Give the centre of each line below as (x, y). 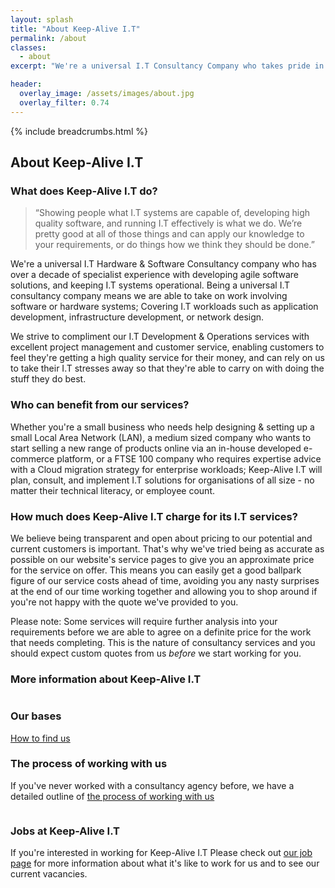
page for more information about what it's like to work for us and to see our (165, 863)
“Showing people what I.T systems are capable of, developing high (172, 213)
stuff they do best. (48, 379)
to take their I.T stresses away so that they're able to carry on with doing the (167, 368)
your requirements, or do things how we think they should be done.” (174, 245)
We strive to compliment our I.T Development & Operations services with (160, 337)
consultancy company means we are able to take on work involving (149, 296)
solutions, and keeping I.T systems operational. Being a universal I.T (150, 285)
